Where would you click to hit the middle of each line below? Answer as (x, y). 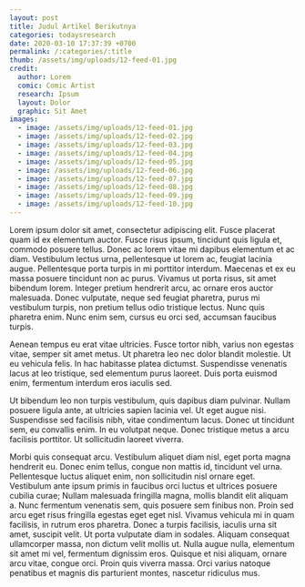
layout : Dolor (44, 102)
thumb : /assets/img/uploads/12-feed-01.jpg (93, 60)
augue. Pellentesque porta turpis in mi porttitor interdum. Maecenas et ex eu (152, 268)
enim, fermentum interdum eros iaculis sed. (91, 382)
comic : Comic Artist (56, 86)
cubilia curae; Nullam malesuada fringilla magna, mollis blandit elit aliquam (149, 495)
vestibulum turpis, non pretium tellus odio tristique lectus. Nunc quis (137, 307)
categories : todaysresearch (63, 35)
